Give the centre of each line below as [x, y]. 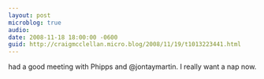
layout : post [30, 15]
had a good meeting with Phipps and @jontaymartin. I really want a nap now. [132, 66]
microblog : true [35, 23]
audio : [19, 30]
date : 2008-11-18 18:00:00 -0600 [63, 37]
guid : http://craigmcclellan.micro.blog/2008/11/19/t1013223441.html [125, 45]
